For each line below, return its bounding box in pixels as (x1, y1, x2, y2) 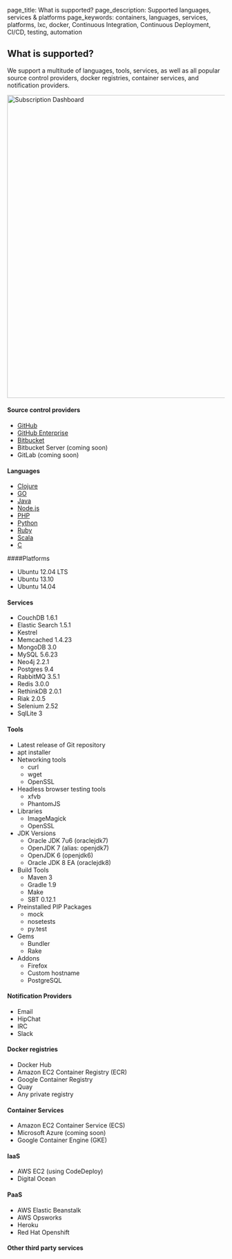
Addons (17, 954, 40, 962)
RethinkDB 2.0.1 (17, 687, 62, 695)
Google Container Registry (17, 1075, 93, 1084)
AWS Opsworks (17, 1213, 62, 1222)
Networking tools (17, 755, 67, 764)
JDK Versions (17, 829, 57, 837)
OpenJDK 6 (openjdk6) (27, 851, 94, 859)
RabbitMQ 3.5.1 (17, 672, 60, 681)
